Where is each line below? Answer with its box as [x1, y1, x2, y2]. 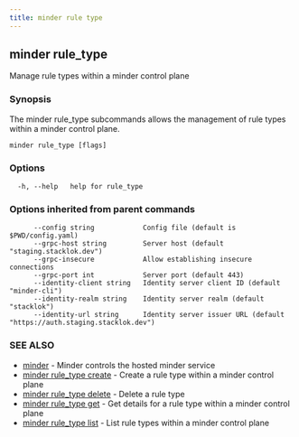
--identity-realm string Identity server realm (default [33, 294, 265, 303]
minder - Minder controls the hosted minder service [22, 359, 216, 370]
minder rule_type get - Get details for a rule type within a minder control [22, 398, 291, 409]
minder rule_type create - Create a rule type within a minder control [22, 369, 274, 380]
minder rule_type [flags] [9, 141, 107, 150]
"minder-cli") [9, 286, 63, 296]
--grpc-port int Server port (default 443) [33, 271, 245, 280]
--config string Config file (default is [33, 223, 237, 233]
